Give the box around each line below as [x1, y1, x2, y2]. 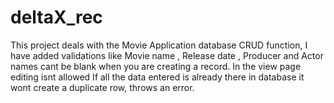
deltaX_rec [10, 6, 103, 29]
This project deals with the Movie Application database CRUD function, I [10, 39, 308, 51]
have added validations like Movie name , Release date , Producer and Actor [10, 49, 324, 61]
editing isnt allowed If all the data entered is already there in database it [10, 71, 305, 83]
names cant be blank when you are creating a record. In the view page [10, 60, 302, 72]
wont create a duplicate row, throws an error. [10, 81, 195, 93]
